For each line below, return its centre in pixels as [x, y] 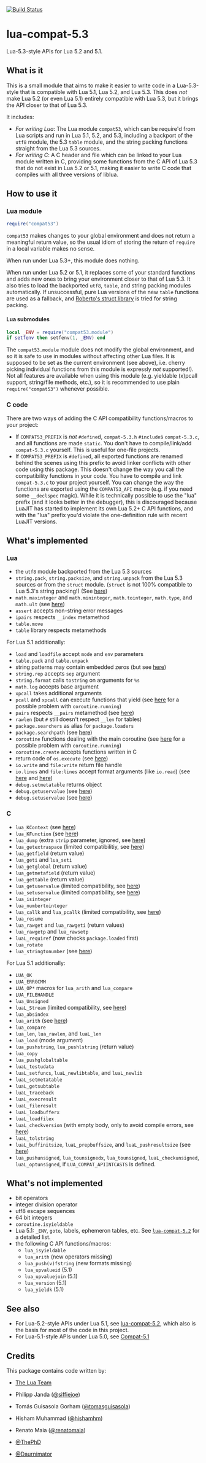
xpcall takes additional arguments [59, 693]
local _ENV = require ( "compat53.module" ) [60, 332]
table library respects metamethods [61, 630]
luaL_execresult [36, 1099]
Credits [21, 1356]
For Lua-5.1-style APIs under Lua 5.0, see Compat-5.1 [82, 1336]
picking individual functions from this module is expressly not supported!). [100, 369]
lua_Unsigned [32, 1001]
